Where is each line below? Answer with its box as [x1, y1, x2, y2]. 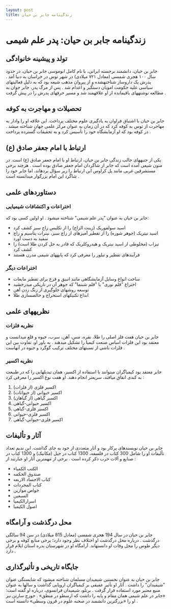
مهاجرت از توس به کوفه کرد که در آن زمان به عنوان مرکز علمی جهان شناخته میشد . [6, 123, 164, 129]
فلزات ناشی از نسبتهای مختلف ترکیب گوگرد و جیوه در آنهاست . [6, 344, 125, 350]
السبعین [13, 492, 28, 499]
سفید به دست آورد [13, 235, 48, 241]
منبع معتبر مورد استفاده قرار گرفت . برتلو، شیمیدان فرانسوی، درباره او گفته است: [6, 587, 161, 593]
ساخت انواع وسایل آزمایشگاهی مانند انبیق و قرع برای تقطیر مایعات [13, 276, 140, 282]
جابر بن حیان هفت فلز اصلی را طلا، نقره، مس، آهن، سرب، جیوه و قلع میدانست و [6, 334, 159, 340]
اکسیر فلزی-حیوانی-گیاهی [13, 417, 63, 423]
